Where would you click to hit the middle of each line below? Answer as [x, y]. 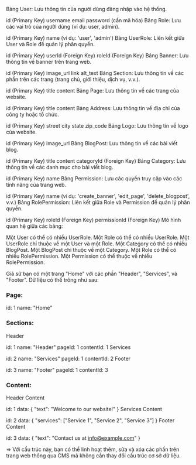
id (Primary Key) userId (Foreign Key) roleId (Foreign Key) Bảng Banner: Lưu [97, 55]
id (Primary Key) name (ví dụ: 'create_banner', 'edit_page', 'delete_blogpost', [98, 196]
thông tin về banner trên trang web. [49, 62]
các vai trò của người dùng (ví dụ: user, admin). [63, 27]
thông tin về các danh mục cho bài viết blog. [60, 167]
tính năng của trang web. [36, 185]
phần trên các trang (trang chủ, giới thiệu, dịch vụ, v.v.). [73, 79]
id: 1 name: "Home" [29, 308]
